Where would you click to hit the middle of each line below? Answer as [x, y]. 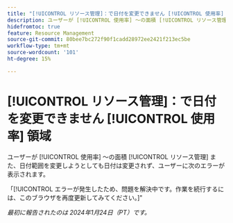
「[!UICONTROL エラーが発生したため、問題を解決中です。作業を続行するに [115, 189]
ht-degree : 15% [29, 59]
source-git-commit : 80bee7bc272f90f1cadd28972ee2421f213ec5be [99, 40]
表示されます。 [28, 174]
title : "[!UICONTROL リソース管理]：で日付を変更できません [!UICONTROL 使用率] [115, 14]
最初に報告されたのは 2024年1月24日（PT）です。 [79, 212]
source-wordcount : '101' [43, 53]
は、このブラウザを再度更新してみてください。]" [75, 197]
